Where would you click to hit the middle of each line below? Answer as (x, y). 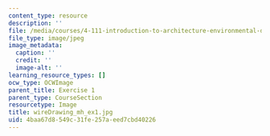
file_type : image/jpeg (46, 38)
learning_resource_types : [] (57, 75)
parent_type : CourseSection (55, 98)
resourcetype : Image (43, 105)
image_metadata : (35, 46)
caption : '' (36, 53)
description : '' (35, 23)
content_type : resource (48, 16)
